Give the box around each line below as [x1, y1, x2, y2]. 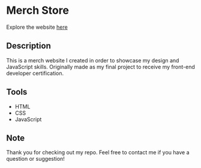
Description [6, 41, 51, 51]
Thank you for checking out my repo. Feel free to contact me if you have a [6, 149, 190, 156]
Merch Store [6, 4, 69, 17]
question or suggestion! [6, 155, 65, 163]
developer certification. [6, 70, 64, 77]
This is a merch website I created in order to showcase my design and [6, 56, 179, 64]
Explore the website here [6, 23, 68, 31]
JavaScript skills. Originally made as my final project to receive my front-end [6, 63, 195, 70]
